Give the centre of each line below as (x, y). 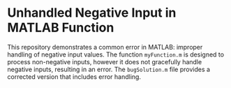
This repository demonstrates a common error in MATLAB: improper (105, 47)
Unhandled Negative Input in (92, 13)
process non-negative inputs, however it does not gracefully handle (105, 61)
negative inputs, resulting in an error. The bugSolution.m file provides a (109, 69)
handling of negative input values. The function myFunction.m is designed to (116, 54)
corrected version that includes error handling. (74, 76)
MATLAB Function (61, 28)
